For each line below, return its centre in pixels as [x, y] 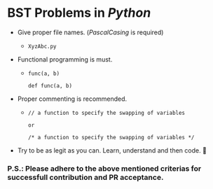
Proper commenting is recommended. [72, 99]
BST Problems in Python [79, 13]
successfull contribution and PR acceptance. [85, 177]
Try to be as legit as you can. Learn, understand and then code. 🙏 [112, 150]
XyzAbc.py [42, 46]
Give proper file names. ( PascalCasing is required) [90, 32]
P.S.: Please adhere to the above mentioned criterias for [104, 168]
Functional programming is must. [65, 59]
